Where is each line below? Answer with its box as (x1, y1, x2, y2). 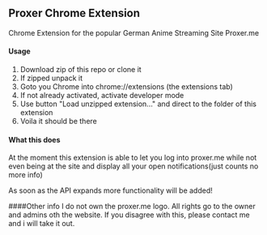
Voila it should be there (19, 117, 97, 126)
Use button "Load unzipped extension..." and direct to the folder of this (19, 99, 257, 109)
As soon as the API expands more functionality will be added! (8, 186, 213, 195)
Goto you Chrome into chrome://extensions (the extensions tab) (19, 82, 233, 92)
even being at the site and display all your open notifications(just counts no (8, 161, 259, 171)
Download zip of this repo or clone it (19, 65, 142, 75)
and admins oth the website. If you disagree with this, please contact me (8, 210, 250, 220)
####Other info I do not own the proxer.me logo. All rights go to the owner (8, 202, 256, 211)
